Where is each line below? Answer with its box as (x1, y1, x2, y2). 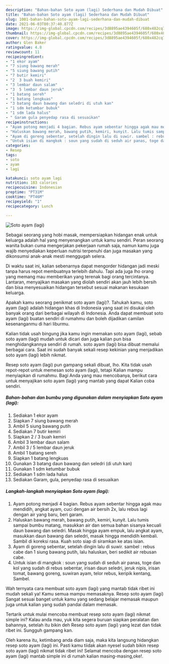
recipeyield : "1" (6, 199, 42, 204)
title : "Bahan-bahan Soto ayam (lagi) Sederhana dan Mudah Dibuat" (6, 12, 150, 17)
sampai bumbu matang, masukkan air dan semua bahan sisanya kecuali (13, 522, 161, 529)
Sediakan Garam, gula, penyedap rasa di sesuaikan (13, 477, 119, 483)
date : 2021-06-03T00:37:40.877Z (6, 21, 73, 27)
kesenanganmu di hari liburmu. (6, 321, 70, 327)
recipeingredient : (6, 54, 44, 59)
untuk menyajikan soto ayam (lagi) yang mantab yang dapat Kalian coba (6, 378, 155, 384)
